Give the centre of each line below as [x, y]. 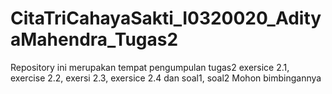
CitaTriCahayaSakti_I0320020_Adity [166, 18]
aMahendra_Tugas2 [94, 39]
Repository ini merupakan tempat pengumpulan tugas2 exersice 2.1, [150, 67]
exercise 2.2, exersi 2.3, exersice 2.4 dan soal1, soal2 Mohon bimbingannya [166, 78]
